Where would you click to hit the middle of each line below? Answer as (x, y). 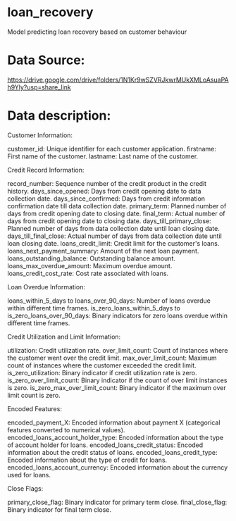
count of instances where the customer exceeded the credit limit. (102, 365)
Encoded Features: (35, 408)
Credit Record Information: (46, 170)
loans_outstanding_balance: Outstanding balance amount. (92, 258)
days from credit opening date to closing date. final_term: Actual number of (116, 213)
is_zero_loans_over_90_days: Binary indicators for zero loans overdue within (117, 315)
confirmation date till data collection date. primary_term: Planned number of (117, 206)
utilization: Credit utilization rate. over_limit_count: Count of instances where (118, 350)
